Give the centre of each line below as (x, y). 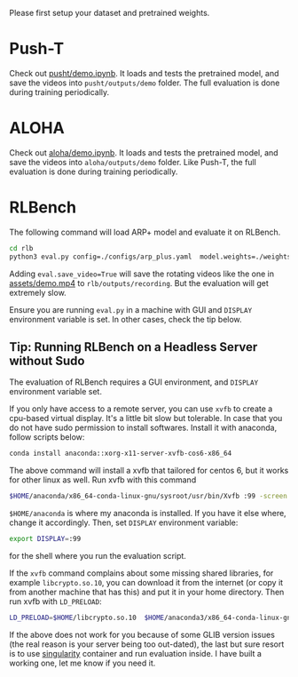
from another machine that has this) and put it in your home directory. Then (147, 592)
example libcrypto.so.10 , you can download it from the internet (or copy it (146, 582)
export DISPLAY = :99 (45, 539)
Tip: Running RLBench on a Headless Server (133, 347)
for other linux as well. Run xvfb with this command (103, 480)
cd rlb (21, 248)
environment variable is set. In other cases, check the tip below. (125, 319)
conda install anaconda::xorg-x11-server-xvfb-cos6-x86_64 (121, 454)
